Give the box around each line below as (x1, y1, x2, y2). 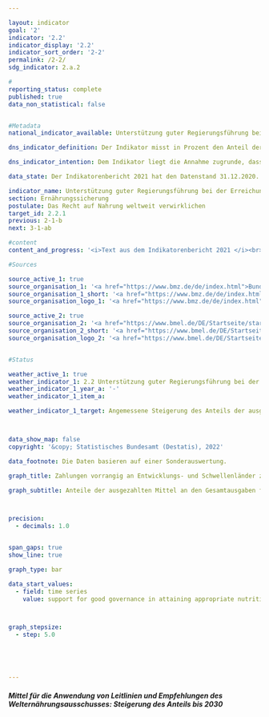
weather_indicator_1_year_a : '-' (8, 385, 120, 393)
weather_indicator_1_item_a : (8, 393, 106, 401)
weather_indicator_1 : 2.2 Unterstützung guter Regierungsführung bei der (8, 377, 260, 385)
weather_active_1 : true (8, 370, 88, 378)
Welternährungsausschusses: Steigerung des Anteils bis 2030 (8, 699, 223, 709)
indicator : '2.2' (8, 34, 66, 42)
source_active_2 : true (8, 312, 84, 320)
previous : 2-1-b (8, 217, 62, 225)
